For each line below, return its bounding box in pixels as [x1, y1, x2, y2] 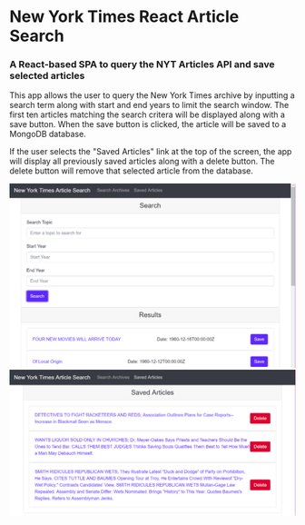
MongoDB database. [9, 129, 86, 140]
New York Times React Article [9, 6, 240, 27]
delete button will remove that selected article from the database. [9, 165, 254, 176]
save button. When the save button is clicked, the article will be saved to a [9, 119, 287, 130]
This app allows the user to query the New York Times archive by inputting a [9, 90, 295, 101]
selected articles [9, 70, 85, 83]
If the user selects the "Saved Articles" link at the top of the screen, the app [9, 146, 292, 157]
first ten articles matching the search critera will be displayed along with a [9, 109, 286, 120]
